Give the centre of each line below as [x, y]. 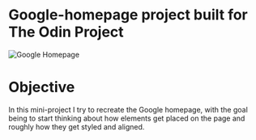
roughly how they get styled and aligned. [77, 126]
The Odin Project [66, 32]
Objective [42, 87]
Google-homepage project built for [128, 15]
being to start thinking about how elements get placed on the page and [127, 118]
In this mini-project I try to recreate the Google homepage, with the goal [128, 109]
